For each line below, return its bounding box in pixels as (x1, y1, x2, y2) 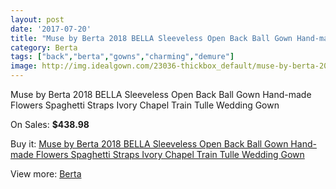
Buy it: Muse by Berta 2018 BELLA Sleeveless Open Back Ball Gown (10, 138, 289, 150)
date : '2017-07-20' (10, 24, 92, 34)
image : (10, 61, 38, 71)
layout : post (10, 14, 65, 25)
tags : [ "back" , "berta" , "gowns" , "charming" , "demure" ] (10, 52, 235, 62)
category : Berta (10, 42, 78, 53)
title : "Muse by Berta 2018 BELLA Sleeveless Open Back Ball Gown (10, 33, 293, 43)
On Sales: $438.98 (10, 119, 90, 130)
